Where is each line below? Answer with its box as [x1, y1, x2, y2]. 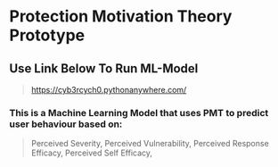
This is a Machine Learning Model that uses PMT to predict [9, 106, 269, 119]
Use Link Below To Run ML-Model [9, 61, 199, 76]
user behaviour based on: [9, 118, 123, 130]
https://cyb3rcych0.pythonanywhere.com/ [30, 85, 187, 95]
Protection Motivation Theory [9, 6, 233, 27]
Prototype [9, 25, 86, 46]
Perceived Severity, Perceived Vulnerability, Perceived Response [30, 138, 269, 149]
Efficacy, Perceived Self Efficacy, [30, 147, 153, 158]
